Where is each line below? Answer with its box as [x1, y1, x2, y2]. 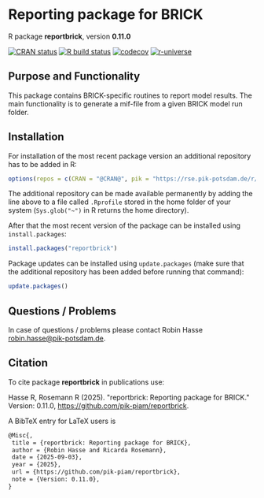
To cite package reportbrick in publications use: [8, 377, 165, 387]
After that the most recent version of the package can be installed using [8, 221, 241, 230]
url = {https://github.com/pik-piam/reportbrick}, [11, 468, 181, 476]
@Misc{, [8, 431, 34, 439]
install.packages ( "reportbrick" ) [8, 244, 118, 253]
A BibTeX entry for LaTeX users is [8, 416, 116, 426]
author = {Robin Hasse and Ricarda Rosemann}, [11, 446, 167, 454]
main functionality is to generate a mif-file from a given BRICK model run [8, 98, 244, 108]
